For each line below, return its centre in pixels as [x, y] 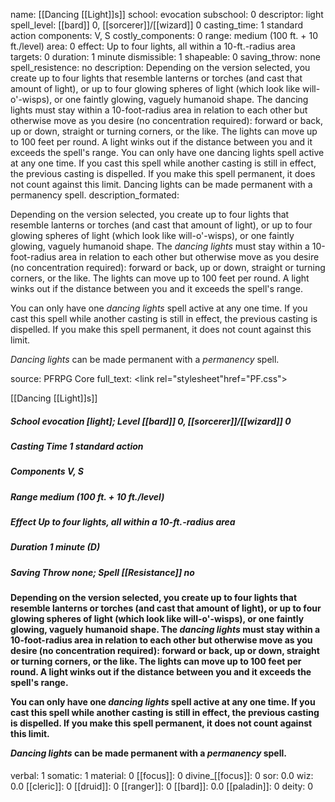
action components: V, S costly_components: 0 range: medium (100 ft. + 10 [164, 35]
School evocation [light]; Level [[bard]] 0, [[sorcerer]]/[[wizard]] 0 [151, 421]
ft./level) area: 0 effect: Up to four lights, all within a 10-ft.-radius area [153, 46]
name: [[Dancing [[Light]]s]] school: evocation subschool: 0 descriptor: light [167, 14]
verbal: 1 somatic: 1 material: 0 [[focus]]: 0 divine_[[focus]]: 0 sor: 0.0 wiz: [162, 775]
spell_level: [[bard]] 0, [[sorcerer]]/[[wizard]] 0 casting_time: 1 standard [157, 25]
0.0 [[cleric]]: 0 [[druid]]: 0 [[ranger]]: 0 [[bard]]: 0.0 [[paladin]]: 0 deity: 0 [162, 786]
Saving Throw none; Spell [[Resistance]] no [102, 572]
